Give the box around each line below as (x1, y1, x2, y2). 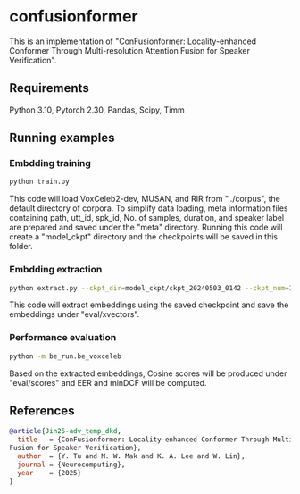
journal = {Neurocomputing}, (17, 460, 126, 469)
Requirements (9, 80, 89, 96)
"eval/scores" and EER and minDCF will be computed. (9, 377, 207, 388)
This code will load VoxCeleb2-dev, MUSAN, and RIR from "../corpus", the (9, 194, 281, 205)
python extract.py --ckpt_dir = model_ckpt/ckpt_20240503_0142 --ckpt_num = (9, 283, 290, 292)
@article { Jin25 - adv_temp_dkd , (9, 427, 122, 436)
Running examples (9, 130, 115, 146)
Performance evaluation (9, 331, 117, 344)
